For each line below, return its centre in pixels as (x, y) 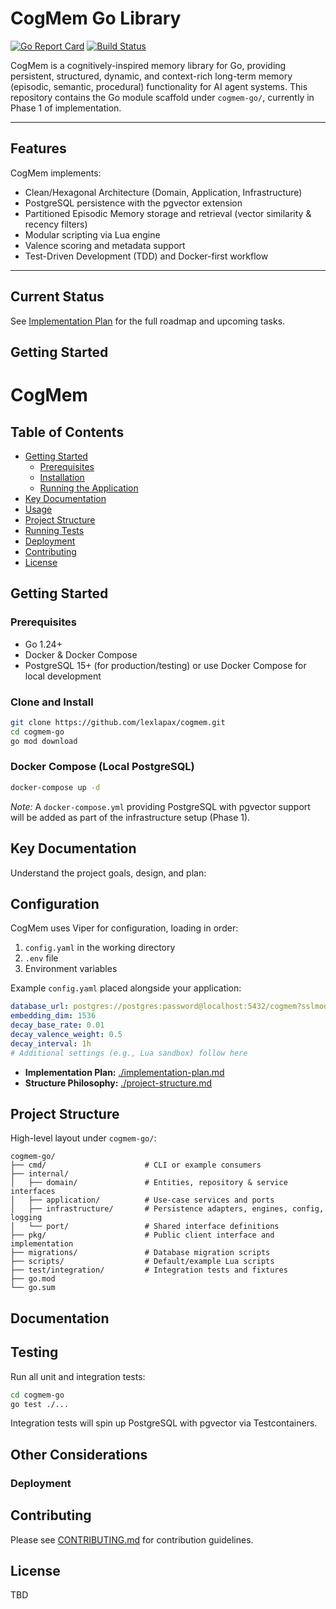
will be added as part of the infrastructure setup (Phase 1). (130, 817)
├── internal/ (40, 1174)
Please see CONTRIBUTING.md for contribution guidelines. (132, 1539)
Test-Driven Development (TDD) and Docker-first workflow (146, 256)
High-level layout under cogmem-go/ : (83, 1138)
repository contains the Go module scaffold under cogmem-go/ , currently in (162, 97)
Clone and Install (52, 702)
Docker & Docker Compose (81, 654)
